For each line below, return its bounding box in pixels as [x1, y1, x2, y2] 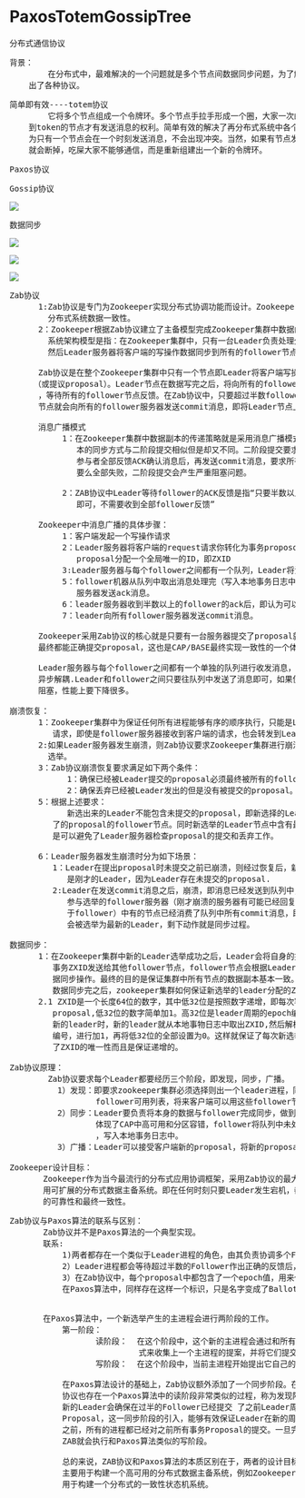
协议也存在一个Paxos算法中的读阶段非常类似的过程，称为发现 [62, 1390, 293, 1401]
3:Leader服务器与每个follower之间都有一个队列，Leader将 [62, 565, 295, 575]
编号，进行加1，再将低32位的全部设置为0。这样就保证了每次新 [52, 1030, 287, 1041]
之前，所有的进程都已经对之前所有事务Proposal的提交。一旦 [62, 1424, 292, 1434]
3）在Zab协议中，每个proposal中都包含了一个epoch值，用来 [62, 1272, 295, 1283]
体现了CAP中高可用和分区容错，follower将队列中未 [94, 1119, 292, 1129]
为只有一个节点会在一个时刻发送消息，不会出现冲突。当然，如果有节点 [28, 134, 291, 144]
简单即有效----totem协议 [9, 99, 109, 110]
